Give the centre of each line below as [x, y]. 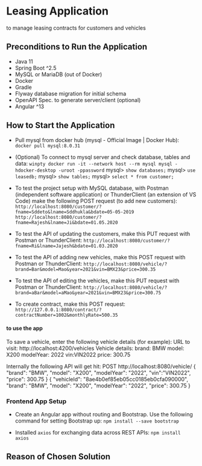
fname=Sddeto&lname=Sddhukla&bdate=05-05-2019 [74, 212]
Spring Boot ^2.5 [36, 68]
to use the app [25, 328]
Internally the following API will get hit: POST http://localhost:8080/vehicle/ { [101, 366]
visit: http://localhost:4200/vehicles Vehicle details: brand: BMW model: [95, 348]
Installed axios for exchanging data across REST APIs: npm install [98, 433]
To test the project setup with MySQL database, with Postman [92, 188]
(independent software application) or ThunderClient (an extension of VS [106, 194]
